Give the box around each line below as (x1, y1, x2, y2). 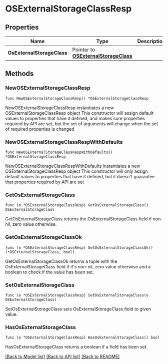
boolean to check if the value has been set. (5, 269, 94, 275)
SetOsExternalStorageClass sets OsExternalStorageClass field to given (5, 306, 151, 312)
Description (137, 38, 166, 45)
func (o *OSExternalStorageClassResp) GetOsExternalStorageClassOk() (5, 245, 153, 250)
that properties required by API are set (5, 179, 84, 185)
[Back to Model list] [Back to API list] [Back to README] (5, 353, 120, 359)
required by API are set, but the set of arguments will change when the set (5, 121, 158, 127)
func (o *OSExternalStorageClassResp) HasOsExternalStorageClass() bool (5, 335, 160, 340)
